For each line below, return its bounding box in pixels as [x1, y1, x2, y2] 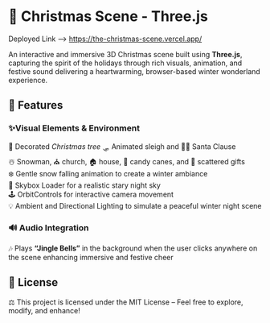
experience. [8, 75, 48, 85]
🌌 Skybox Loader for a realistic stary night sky [8, 180, 161, 190]
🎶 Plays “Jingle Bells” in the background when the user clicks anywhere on [8, 243, 258, 253]
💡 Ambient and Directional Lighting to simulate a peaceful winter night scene [8, 201, 263, 210]
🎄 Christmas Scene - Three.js [8, 7, 209, 26]
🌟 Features [8, 98, 63, 112]
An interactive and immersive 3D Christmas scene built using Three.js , [8, 49, 243, 59]
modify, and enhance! [8, 305, 80, 315]
